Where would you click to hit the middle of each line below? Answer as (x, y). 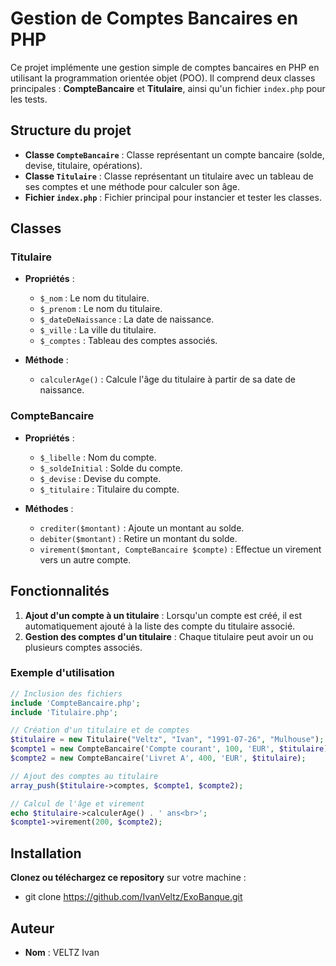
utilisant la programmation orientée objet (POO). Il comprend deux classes (163, 78)
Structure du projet (71, 130)
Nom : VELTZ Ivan (62, 952)
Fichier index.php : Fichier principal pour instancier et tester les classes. (173, 197)
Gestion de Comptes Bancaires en (154, 18)
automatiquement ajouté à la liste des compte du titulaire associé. (160, 626)
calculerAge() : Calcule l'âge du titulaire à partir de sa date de (167, 379)
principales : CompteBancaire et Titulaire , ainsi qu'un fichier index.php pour (168, 88)
